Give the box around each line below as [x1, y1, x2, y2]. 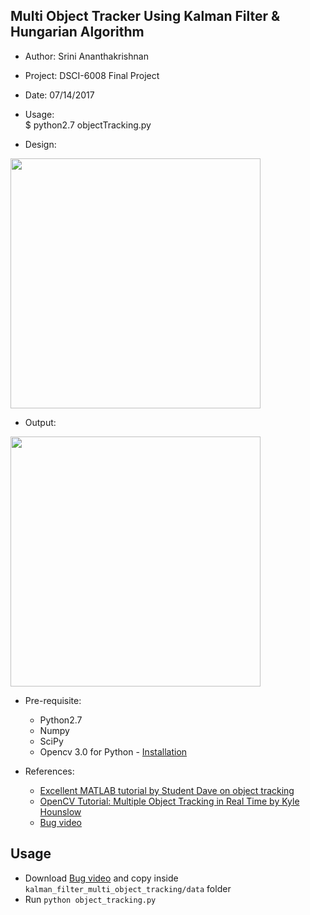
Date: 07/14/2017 [24, 89, 95, 101]
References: [24, 765, 75, 777]
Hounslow [39, 805, 82, 818]
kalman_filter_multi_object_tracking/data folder [24, 882, 232, 894]
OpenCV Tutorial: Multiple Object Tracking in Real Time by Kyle [39, 795, 300, 807]
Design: [24, 138, 57, 150]
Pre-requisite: [24, 694, 82, 706]
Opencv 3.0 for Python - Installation [39, 745, 188, 758]
